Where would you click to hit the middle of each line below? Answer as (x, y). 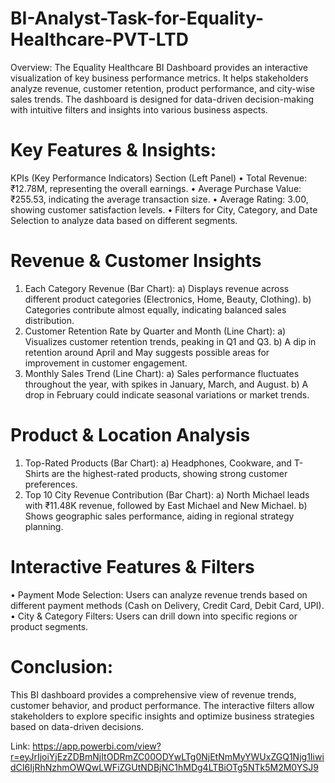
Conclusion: (62, 666)
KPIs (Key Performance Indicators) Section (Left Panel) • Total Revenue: (159, 178)
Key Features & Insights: (113, 150)
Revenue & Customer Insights (136, 261)
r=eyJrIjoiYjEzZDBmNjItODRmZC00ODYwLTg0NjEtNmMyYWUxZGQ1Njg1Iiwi (167, 756)
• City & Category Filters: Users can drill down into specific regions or (154, 616)
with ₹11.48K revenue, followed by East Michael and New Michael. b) (166, 505)
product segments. (49, 626)
